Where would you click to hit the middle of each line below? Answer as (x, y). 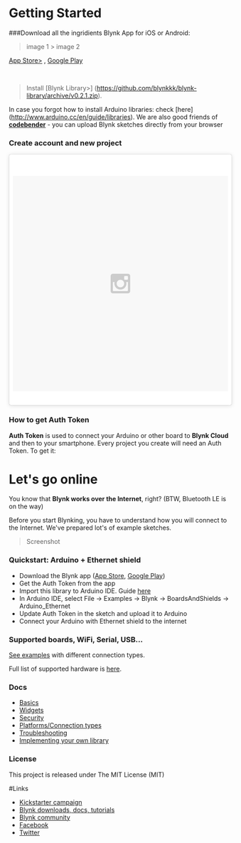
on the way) (26, 506)
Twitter (30, 832)
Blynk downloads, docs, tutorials (67, 810)
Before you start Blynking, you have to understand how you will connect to (118, 520)
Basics (29, 703)
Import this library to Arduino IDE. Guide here (85, 591)
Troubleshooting (43, 733)
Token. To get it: (32, 451)
